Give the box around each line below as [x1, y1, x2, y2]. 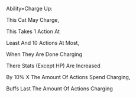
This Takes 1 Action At [6, 28, 60, 35]
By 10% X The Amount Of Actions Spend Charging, [6, 74, 131, 80]
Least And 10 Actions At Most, [6, 40, 80, 46]
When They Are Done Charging [6, 51, 83, 58]
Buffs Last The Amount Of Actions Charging [6, 85, 114, 92]
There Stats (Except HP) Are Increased [6, 62, 101, 69]
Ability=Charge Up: [6, 5, 53, 12]
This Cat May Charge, [6, 17, 59, 23]
